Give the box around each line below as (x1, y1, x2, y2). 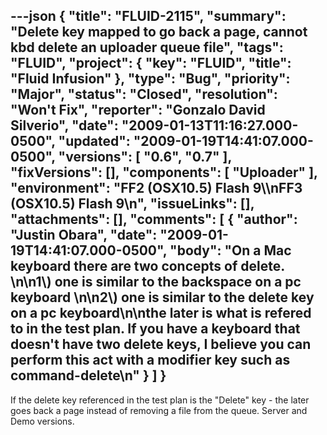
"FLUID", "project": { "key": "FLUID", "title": (10, 55, 292, 72)
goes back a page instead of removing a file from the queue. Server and (10, 404, 308, 416)
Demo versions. (10, 415, 75, 427)
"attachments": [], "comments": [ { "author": (10, 211, 298, 228)
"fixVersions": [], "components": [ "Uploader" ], (10, 164, 318, 181)
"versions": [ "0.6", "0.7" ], (58, 149, 232, 166)
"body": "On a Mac (169, 242, 292, 259)
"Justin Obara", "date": (10, 227, 158, 244)
